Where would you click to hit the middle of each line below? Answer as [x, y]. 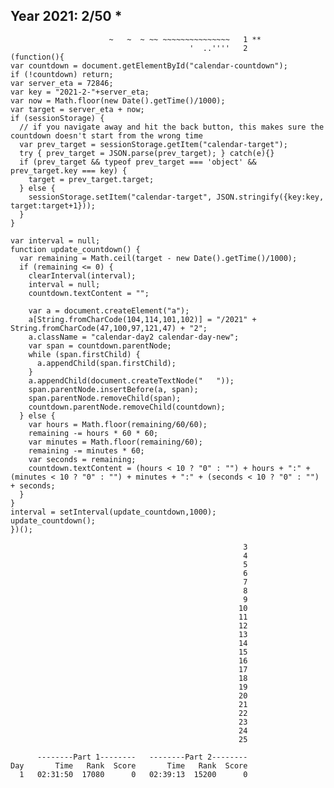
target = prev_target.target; [91, 179]
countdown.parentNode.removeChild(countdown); [127, 407]
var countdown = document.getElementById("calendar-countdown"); [149, 65]
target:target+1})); [53, 205]
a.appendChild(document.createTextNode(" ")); [131, 380]
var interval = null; [55, 240]
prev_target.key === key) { [69, 170]
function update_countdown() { [75, 249]
